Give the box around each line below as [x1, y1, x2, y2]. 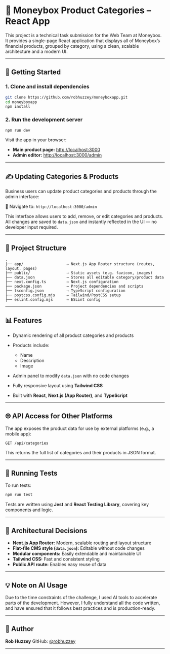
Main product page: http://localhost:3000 [12, 147, 100, 153]
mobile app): [5, 430, 32, 437]
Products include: [12, 342, 50, 348]
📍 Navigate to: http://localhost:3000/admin [5, 203, 97, 210]
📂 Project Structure [5, 243, 67, 252]
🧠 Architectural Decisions [5, 526, 88, 535]
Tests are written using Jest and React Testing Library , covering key [5, 502, 149, 508]
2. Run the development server [5, 116, 83, 123]
